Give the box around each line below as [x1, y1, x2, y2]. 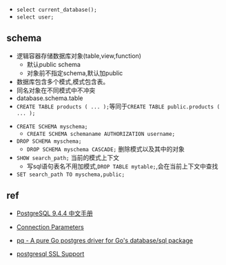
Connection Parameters [16, 223, 84, 231]
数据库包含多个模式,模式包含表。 [16, 77, 110, 86]
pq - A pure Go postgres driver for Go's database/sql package [16, 236, 194, 244]
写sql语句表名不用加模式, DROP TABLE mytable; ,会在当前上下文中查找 [26, 161, 218, 170]
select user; [16, 14, 54, 21]
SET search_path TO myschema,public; [16, 171, 125, 178]
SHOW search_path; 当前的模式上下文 [16, 153, 120, 161]
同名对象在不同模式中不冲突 [16, 86, 96, 95]
